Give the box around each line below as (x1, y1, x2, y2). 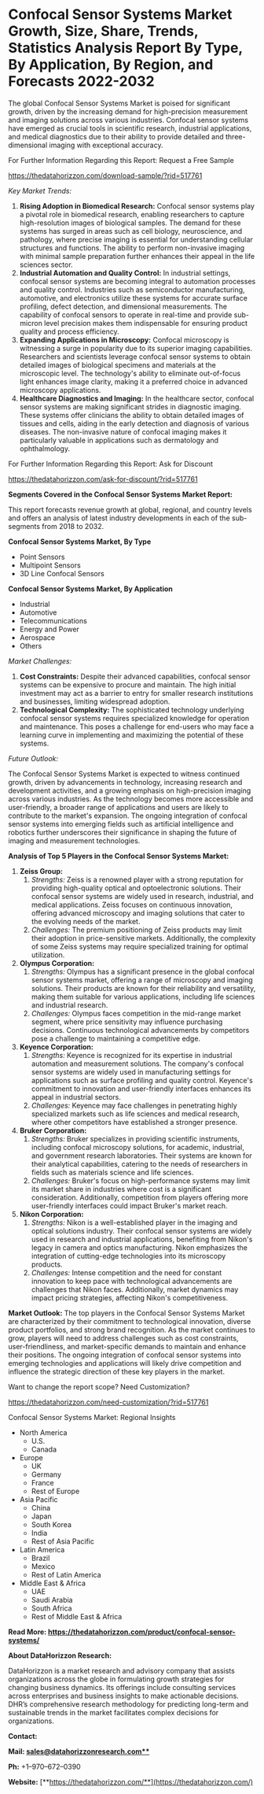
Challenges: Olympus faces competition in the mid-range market (31, 1008, 241, 1018)
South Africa (31, 1604, 72, 1613)
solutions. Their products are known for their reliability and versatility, (31, 983, 256, 993)
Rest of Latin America (31, 1570, 101, 1579)
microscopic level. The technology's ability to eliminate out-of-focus (19, 368, 241, 378)
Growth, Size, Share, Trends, (8, 22, 199, 40)
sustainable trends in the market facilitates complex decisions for (8, 1707, 219, 1717)
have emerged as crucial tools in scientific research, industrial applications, (8, 124, 252, 133)
